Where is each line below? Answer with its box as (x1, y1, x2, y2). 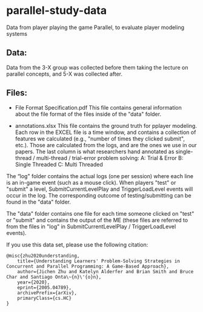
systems (6, 30, 27, 37)
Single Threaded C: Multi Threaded (15, 161, 103, 168)
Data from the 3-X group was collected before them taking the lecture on (6, 64, 188, 71)
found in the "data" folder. (6, 198, 72, 205)
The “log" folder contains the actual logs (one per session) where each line (6, 172, 194, 179)
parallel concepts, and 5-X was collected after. (6, 70, 123, 78)
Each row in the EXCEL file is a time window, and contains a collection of (15, 128, 196, 136)
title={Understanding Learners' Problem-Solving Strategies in (17, 258, 181, 264)
